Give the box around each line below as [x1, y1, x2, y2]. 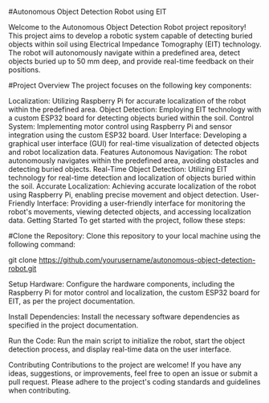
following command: [8, 240, 76, 249]
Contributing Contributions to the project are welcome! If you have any [8, 360, 242, 369]
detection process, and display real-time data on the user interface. [8, 344, 231, 354]
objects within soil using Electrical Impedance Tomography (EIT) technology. [8, 39, 262, 49]
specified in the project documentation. [8, 320, 139, 330]
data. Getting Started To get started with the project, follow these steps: [8, 216, 246, 225]
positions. [8, 65, 41, 75]
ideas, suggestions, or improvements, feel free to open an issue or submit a [8, 368, 259, 378]
